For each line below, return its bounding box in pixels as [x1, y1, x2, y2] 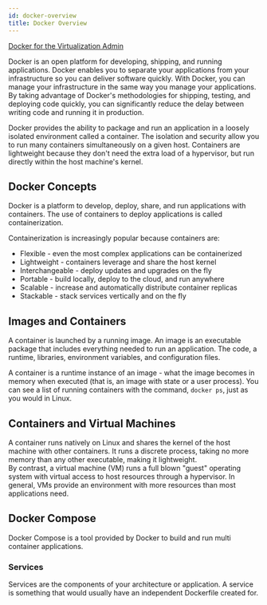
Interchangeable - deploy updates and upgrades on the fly [19, 266, 213, 275]
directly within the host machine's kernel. [8, 156, 143, 166]
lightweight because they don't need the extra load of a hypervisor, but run [8, 148, 255, 158]
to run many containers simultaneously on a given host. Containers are [8, 140, 241, 149]
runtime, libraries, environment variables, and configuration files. [8, 353, 221, 362]
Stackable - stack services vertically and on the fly [19, 291, 187, 301]
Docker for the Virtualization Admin [8, 41, 124, 50]
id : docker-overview [8, 11, 77, 20]
